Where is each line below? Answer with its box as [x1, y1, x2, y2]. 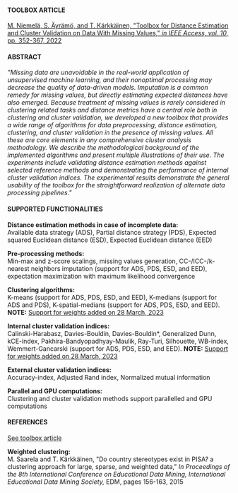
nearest [7, 264, 30, 272]
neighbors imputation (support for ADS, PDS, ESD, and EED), [30, 264, 208, 272]
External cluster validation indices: [7, 365, 112, 374]
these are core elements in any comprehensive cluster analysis [7, 136, 192, 144]
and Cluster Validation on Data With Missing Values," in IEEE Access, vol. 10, [7, 29, 229, 37]
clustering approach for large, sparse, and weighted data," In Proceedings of [7, 462, 230, 470]
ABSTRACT [7, 52, 42, 61]
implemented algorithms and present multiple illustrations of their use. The [7, 151, 225, 159]
